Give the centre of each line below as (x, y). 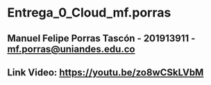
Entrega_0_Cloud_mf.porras (89, 13)
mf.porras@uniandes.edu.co (71, 49)
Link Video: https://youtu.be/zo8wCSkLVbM (105, 72)
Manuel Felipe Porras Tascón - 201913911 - (101, 38)
